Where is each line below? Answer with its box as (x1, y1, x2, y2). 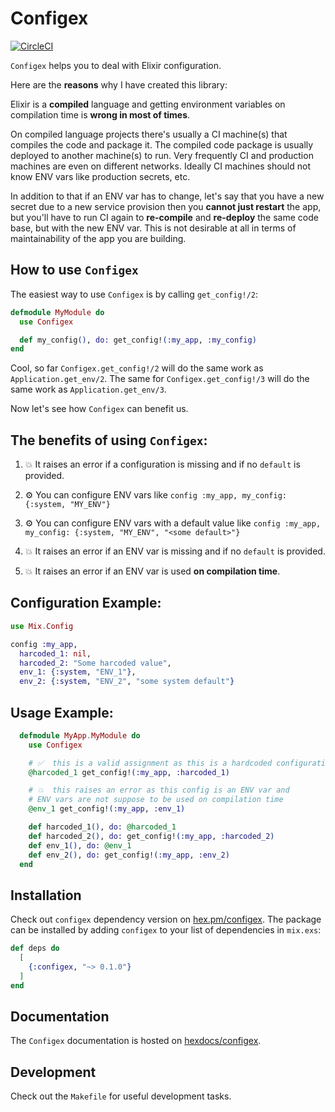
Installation (10, 887, 82, 904)
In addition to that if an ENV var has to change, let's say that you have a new (10, 190, 325, 202)
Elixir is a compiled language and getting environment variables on (10, 98, 286, 110)
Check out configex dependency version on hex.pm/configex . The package (10, 913, 322, 926)
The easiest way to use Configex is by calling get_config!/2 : (10, 288, 259, 300)
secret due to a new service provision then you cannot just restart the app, (10, 200, 322, 212)
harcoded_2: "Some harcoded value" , (19, 658, 172, 668)
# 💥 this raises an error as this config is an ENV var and (28, 785, 290, 796)
